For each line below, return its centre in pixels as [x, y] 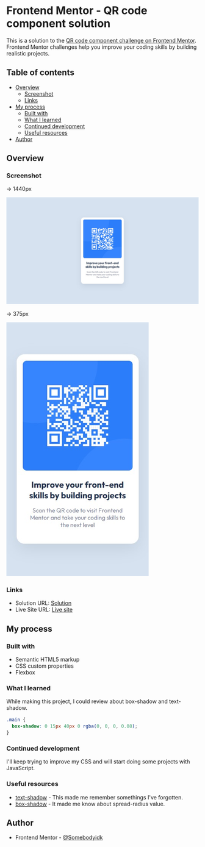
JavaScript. [21, 768]
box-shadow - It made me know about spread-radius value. [90, 804]
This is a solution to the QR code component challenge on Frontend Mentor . [101, 40]
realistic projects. [28, 53]
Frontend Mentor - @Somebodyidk [59, 838]
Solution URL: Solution [43, 603]
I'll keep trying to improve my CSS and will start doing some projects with [98, 762]
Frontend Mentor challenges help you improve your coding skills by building [102, 47]
